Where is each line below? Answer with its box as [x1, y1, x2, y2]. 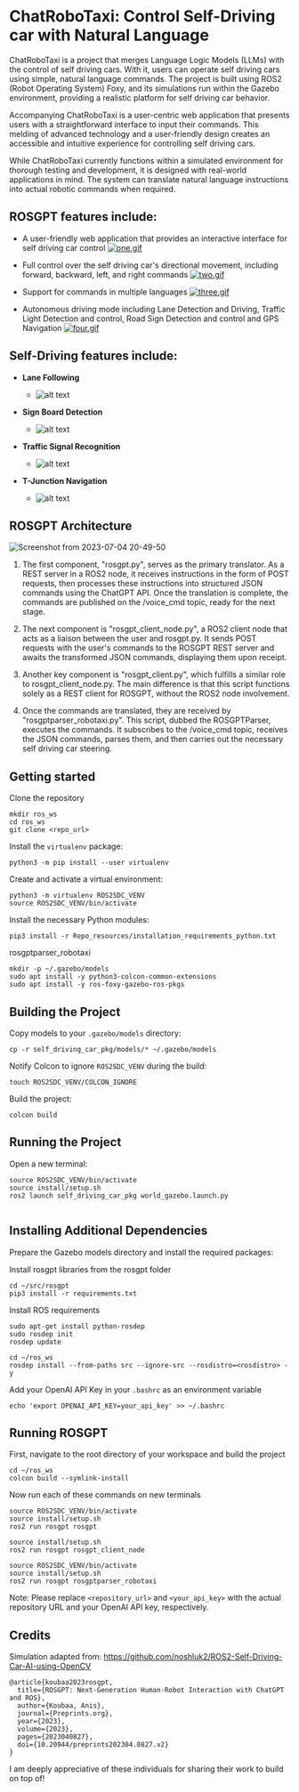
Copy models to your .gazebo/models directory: [9, 1028, 182, 1038]
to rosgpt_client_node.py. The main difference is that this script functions [21, 679, 290, 690]
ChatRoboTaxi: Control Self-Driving [9, 6, 276, 27]
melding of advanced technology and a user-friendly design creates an [9, 128, 271, 139]
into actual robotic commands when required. [9, 183, 176, 194]
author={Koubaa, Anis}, [17, 1701, 105, 1710]
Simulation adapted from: [9, 1651, 102, 1662]
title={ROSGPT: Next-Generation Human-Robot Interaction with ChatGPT [17, 1686, 285, 1695]
